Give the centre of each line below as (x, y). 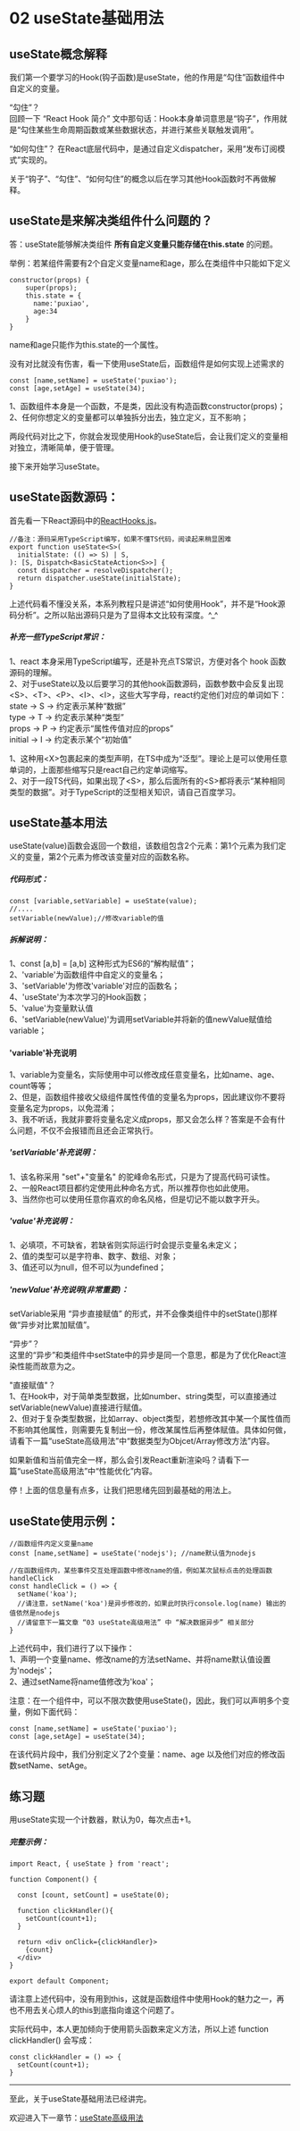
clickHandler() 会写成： (52, 2040)
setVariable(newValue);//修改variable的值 (87, 919)
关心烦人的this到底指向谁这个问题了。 (109, 2010)
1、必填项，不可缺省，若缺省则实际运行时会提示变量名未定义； (124, 1245)
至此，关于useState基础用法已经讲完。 (80, 2099)
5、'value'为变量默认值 (51, 1008)
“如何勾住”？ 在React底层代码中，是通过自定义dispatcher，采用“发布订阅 (144, 149)
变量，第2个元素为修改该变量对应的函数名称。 (109, 857)
